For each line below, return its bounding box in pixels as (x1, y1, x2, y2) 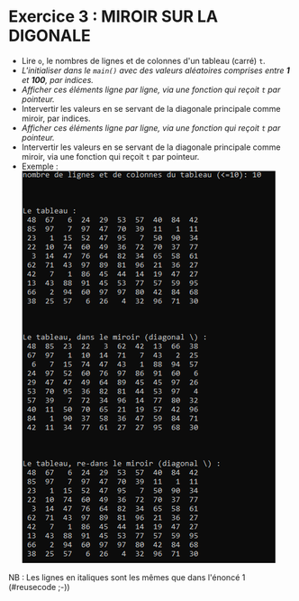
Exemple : (21, 161, 59, 171)
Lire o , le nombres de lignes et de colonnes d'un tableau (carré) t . (21, 55, 267, 66)
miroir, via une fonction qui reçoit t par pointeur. (21, 151, 200, 162)
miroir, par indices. (21, 113, 91, 124)
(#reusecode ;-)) (8, 581, 70, 592)
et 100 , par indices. (21, 74, 94, 85)
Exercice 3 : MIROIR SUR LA (8, 6, 218, 27)
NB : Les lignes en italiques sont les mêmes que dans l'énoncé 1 (8, 571, 246, 583)
